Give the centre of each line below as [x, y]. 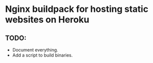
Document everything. [35, 50]
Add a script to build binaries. [42, 55]
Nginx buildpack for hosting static [77, 9]
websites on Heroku [47, 20]
